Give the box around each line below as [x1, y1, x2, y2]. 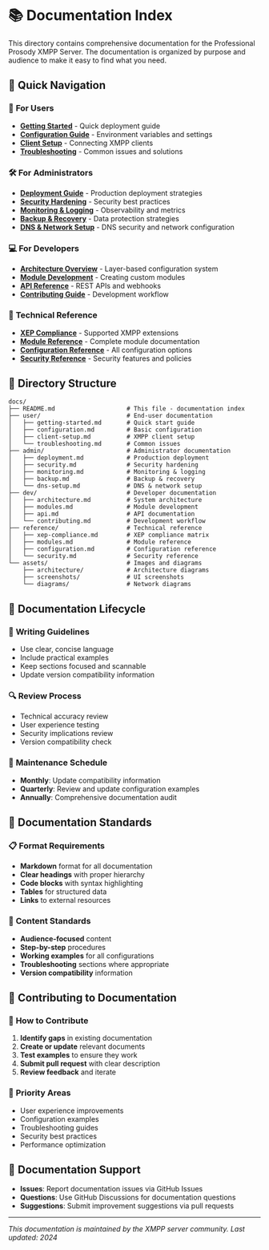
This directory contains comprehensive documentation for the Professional [8, 38, 255, 48]
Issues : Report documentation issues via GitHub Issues [19, 1184, 203, 1194]
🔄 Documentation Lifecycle [8, 602, 147, 616]
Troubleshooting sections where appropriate [19, 959, 170, 969]
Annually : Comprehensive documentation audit [19, 792, 178, 802]
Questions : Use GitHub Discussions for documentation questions [19, 1192, 236, 1203]
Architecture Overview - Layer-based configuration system [19, 264, 219, 273]
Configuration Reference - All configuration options [19, 345, 193, 354]
